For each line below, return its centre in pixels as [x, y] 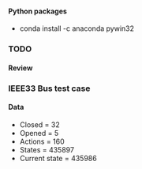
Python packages [37, 11]
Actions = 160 [42, 141]
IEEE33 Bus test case [49, 88]
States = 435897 [47, 149]
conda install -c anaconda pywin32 [77, 28]
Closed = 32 [40, 124]
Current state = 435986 [58, 158]
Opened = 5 [39, 133]
